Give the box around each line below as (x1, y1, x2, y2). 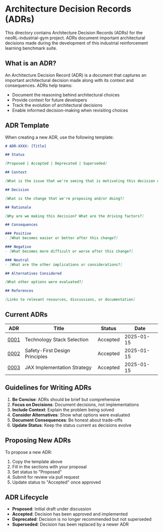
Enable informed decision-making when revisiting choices (12, 107, 129, 113)
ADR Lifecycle (5, 493, 49, 501)
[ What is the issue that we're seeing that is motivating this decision (5, 178, 155, 184)
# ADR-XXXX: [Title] (5, 144, 47, 148)
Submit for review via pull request (12, 474, 80, 480)
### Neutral (5, 258, 29, 262)
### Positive (5, 231, 32, 236)
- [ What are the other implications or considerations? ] (5, 262, 123, 267)
